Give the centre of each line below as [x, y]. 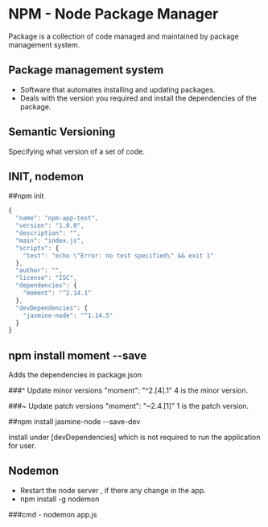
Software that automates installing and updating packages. [118, 89]
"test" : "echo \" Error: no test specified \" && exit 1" [119, 255]
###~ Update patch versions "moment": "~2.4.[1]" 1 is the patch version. [129, 406]
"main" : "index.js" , [50, 241]
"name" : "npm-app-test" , [57, 218]
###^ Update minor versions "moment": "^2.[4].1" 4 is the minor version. [128, 390]
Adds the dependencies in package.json [75, 375]
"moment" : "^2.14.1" [57, 293]
